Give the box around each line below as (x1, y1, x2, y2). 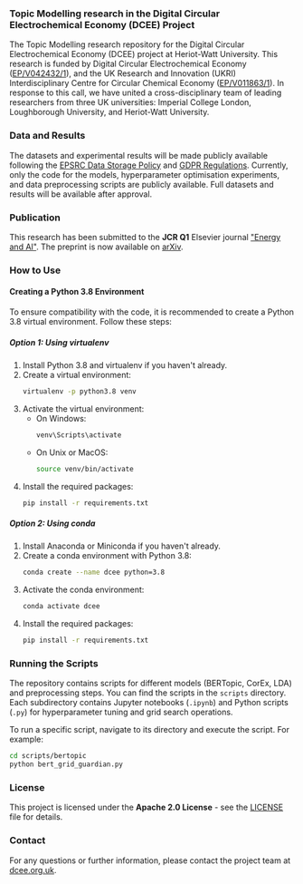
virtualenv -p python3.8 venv (22, 386, 137, 396)
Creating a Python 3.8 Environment (9, 287, 145, 297)
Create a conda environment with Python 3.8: (22, 550, 192, 561)
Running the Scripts (9, 657, 99, 669)
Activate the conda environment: (22, 584, 145, 596)
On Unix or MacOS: (35, 447, 109, 458)
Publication (9, 211, 61, 224)
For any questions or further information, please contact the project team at (9, 855, 291, 866)
